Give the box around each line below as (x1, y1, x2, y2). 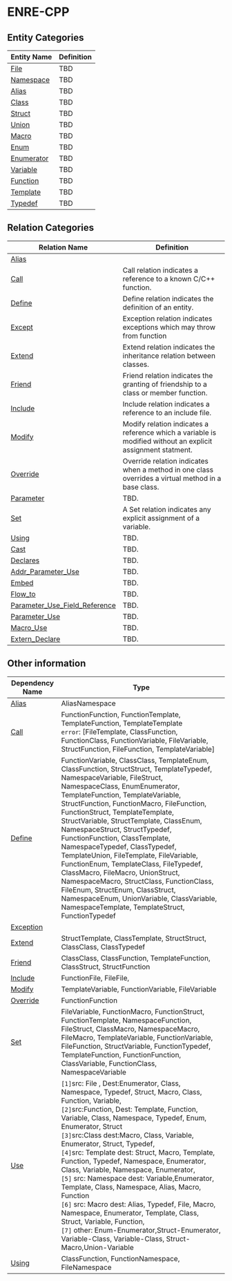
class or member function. (122, 388, 208, 397)
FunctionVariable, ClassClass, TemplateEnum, (61, 755, 209, 765)
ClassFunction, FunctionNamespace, (61, 1253, 180, 1263)
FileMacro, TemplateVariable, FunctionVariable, (61, 1032, 213, 1042)
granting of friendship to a (122, 379, 207, 389)
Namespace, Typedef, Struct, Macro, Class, (61, 1087, 202, 1097)
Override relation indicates (122, 456, 209, 466)
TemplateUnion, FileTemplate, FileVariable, (61, 851, 198, 860)
